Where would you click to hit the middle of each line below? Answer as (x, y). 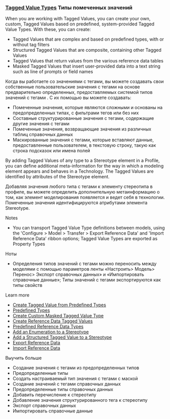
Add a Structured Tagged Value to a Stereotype (62, 337)
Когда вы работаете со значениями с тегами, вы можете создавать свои (84, 82)
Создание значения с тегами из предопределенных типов (76, 368)
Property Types (29, 244)
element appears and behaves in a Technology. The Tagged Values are (79, 171)
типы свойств (27, 285)
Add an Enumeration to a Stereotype (50, 332)
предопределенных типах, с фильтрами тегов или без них (76, 113)
